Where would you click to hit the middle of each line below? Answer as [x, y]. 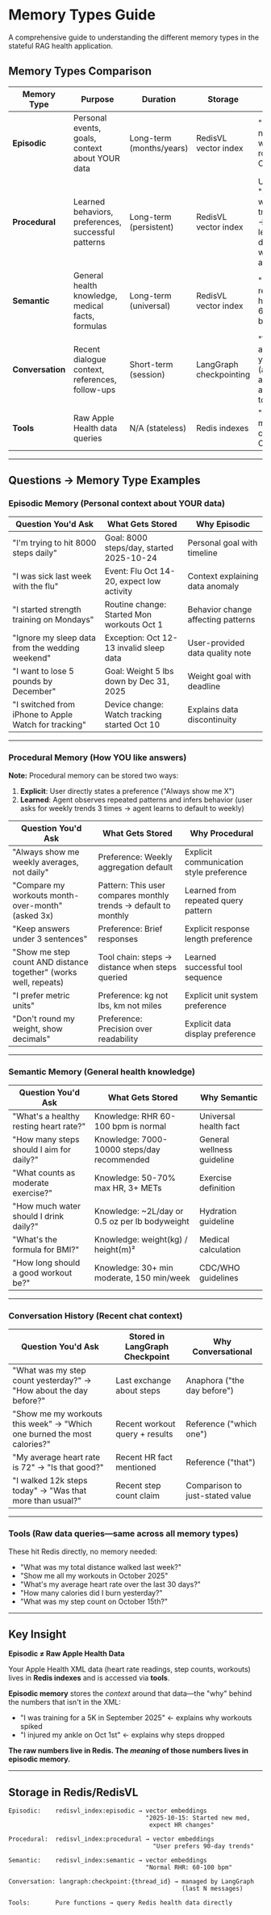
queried [113, 977]
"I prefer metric [41, 995]
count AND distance [50, 962]
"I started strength [47, 610]
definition [217, 1188]
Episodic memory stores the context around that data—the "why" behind [130, 1694]
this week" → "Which [52, 1424]
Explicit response [217, 929]
